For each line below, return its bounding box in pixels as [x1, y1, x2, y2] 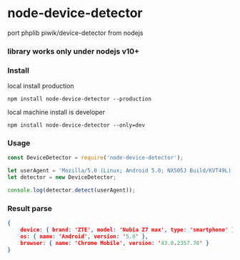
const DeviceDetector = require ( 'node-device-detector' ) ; [7, 155, 184, 162]
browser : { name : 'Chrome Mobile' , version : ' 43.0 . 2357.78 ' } [20, 239, 209, 246]
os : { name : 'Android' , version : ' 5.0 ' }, [20, 233, 149, 240]
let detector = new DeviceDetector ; [7, 174, 116, 181]
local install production [7, 82, 74, 90]
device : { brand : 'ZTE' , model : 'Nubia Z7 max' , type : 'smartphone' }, [20, 227, 238, 234]
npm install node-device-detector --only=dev [7, 122, 145, 129]
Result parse [7, 203, 52, 213]
